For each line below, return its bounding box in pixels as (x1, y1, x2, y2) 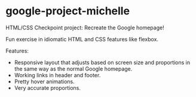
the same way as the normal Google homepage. (14, 65, 133, 72)
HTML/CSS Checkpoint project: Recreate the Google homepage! (5, 24, 165, 31)
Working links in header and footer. (14, 71, 101, 78)
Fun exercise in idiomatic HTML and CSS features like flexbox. (5, 35, 159, 43)
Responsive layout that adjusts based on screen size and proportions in (14, 59, 191, 66)
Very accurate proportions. (14, 84, 81, 91)
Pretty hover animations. (14, 78, 75, 85)
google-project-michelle (5, 4, 130, 18)
